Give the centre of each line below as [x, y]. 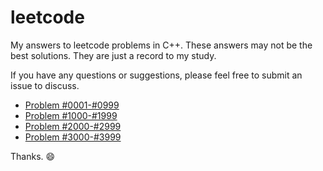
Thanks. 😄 [33, 156]
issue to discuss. [45, 85]
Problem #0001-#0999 [72, 105]
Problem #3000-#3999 [73, 137]
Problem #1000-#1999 [71, 115]
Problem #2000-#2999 [73, 126]
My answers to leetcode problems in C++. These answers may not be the [161, 45]
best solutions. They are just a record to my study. [113, 55]
